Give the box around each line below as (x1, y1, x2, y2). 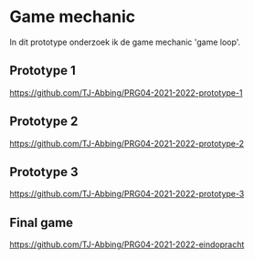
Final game (9, 214, 74, 230)
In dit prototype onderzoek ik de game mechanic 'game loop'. (9, 36, 241, 47)
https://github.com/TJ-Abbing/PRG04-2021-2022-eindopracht (9, 239, 245, 250)
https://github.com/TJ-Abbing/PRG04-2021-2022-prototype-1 (9, 87, 243, 98)
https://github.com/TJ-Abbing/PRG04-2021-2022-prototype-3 (9, 189, 245, 200)
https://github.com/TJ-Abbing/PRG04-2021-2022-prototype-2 (9, 138, 245, 149)
